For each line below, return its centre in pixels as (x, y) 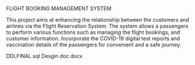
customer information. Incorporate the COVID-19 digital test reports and (93, 38)
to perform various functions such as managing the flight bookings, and (93, 32)
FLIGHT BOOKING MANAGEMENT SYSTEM (59, 8)
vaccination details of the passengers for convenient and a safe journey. (94, 45)
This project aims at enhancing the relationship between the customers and (98, 20)
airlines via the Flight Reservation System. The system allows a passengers (97, 26)
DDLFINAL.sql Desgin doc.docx (44, 56)
